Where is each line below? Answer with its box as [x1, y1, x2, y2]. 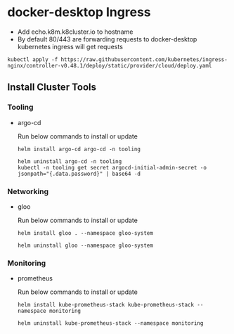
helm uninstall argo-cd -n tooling [17, 158, 122, 165]
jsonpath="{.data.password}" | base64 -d [17, 170, 141, 177]
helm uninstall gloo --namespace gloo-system [17, 242, 153, 249]
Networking [7, 186, 49, 196]
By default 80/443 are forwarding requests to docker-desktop [17, 34, 197, 43]
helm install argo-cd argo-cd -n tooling [17, 146, 141, 153]
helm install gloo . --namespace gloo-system [17, 229, 153, 236]
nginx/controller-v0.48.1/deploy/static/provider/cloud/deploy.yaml [7, 62, 212, 69]
